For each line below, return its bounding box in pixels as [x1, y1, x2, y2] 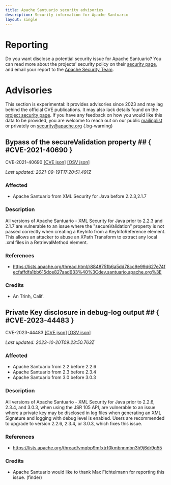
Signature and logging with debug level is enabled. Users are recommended [5, 415, 165, 421]
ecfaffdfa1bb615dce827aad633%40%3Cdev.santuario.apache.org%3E [12, 268, 162, 275]
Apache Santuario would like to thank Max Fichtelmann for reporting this [12, 469, 164, 475]
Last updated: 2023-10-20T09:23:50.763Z [5, 339, 95, 345]
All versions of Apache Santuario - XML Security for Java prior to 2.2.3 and [5, 218, 163, 224]
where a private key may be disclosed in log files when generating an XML [5, 410, 161, 416]
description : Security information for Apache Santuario [5, 12, 129, 17]
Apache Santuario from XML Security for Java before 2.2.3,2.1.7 [12, 193, 147, 199]
